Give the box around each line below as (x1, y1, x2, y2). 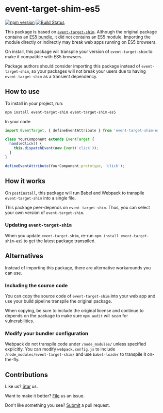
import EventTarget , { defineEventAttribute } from (5, 128, 112, 133)
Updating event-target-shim (5, 222, 72, 229)
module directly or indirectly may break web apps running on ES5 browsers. (5, 39, 157, 45)
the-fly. (5, 357, 20, 363)
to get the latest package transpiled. (23, 238, 96, 244)
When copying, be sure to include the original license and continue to (5, 307, 144, 314)
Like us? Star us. (5, 383, 38, 389)
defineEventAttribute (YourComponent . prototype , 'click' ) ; (5, 164, 125, 168)
